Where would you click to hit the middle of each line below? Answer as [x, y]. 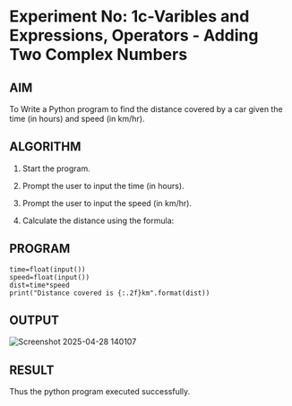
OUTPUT [34, 320]
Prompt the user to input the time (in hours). [103, 186]
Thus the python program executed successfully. [100, 392]
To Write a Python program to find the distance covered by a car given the [146, 109]
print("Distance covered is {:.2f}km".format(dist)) [110, 293]
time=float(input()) [48, 269]
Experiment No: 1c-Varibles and [129, 17]
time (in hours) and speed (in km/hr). [77, 119]
